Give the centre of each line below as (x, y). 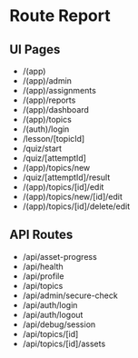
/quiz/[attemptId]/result (66, 177)
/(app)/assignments (59, 90)
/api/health (43, 266)
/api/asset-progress (59, 256)
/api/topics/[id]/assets (64, 343)
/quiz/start (42, 148)
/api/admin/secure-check (70, 295)
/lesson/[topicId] (54, 139)
